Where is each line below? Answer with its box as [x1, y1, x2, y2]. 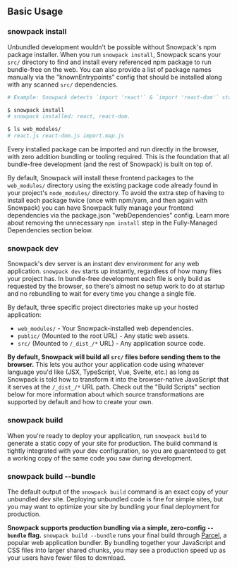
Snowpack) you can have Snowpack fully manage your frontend [7, 204, 194, 212]
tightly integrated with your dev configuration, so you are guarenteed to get [7, 446, 226, 455]
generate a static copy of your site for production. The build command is [7, 439, 219, 447]
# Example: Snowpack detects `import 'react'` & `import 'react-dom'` [7, 94, 219, 101]
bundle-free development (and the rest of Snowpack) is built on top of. [7, 160, 213, 168]
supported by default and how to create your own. [7, 398, 154, 406]
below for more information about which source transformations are [7, 390, 205, 399]
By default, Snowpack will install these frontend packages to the [7, 174, 194, 182]
